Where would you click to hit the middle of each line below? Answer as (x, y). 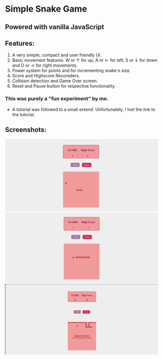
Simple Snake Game (46, 9)
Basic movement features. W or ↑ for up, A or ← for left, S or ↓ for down (85, 60)
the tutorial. (24, 114)
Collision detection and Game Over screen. (55, 81)
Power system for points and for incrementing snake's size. (71, 71)
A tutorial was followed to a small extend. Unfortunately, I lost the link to (84, 109)
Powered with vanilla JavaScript (55, 27)
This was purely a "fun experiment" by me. (57, 99)
